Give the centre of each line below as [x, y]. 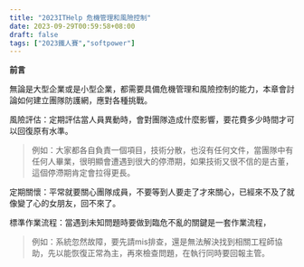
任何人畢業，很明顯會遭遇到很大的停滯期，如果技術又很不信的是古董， [162, 162]
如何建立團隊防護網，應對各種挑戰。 [84, 100]
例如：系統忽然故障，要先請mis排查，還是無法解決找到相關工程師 [153, 242]
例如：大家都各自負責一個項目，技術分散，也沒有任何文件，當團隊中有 [162, 150]
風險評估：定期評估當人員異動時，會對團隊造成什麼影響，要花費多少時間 [144, 119]
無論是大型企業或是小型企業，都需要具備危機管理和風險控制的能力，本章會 [148, 89]
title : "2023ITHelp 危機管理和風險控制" [81, 18]
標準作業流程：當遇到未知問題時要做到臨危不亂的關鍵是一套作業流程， [140, 223]
